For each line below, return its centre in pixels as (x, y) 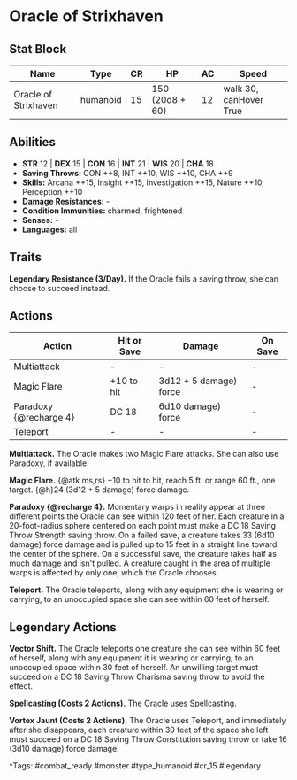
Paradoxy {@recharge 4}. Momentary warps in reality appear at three (137, 507)
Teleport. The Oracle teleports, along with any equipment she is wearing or (147, 590)
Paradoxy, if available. (49, 463)
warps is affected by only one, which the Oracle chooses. (114, 573)
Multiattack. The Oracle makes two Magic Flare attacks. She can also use (144, 454)
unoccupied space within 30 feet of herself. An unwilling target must (134, 668)
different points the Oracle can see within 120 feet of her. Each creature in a (147, 516)
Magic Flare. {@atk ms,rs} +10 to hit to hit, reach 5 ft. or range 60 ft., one (142, 481)
